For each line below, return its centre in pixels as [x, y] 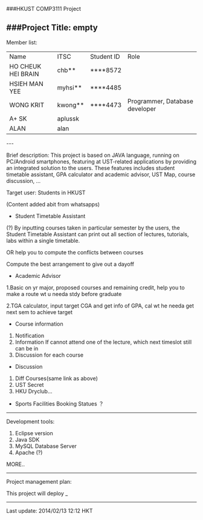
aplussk [68, 119]
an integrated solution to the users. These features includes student [91, 168]
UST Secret [29, 384]
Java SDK [27, 439]
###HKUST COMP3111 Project [44, 9]
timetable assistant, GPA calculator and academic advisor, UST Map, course [101, 174]
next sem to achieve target [40, 312]
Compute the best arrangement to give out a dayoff [70, 264]
